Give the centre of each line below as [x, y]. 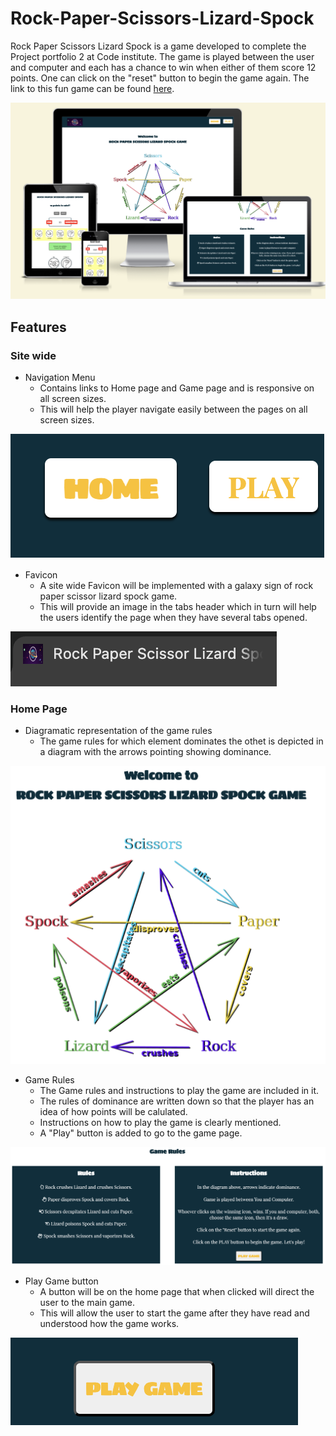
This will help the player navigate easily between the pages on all [173, 409]
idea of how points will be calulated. [113, 1112]
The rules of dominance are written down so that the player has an [177, 1101]
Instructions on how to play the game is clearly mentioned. [160, 1123]
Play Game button [61, 1281]
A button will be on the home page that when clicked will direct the [177, 1291]
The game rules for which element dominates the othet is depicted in [181, 741]
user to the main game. [87, 1302]
